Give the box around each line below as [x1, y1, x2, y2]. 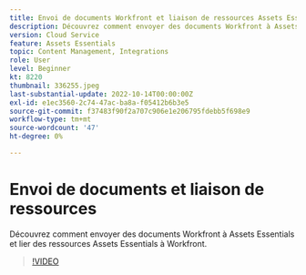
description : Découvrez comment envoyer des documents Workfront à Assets [9, 22, 300, 31]
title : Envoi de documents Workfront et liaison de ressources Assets [9, 13, 283, 23]
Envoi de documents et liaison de [9, 179, 265, 200]
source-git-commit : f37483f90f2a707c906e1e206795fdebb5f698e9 [9, 107, 250, 116]
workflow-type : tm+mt [9, 115, 92, 124]
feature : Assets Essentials [9, 38, 117, 48]
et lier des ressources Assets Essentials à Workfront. [9, 238, 208, 249]
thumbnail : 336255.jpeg [9, 81, 100, 90]
